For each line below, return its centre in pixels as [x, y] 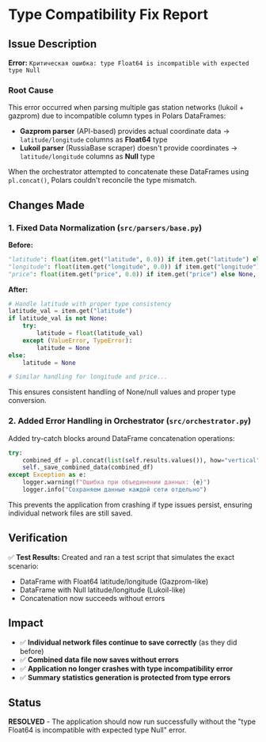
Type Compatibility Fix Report [108, 15]
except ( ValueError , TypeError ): [78, 341]
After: [18, 289]
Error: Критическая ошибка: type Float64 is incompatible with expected [129, 63]
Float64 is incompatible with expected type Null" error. [97, 730]
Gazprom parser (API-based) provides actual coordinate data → [125, 131]
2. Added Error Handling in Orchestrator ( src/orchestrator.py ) [130, 421]
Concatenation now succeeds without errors [92, 598]
